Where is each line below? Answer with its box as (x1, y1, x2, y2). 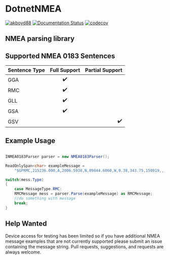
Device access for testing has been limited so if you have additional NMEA (5, 233, 160, 239)
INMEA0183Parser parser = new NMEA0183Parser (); (5, 154, 110, 159)
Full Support (50, 67, 80, 74)
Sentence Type (8, 67, 46, 74)
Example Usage (5, 136, 56, 145)
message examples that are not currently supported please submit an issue (5, 238, 162, 244)
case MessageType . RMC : (14, 187, 62, 192)
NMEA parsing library (5, 34, 75, 43)
